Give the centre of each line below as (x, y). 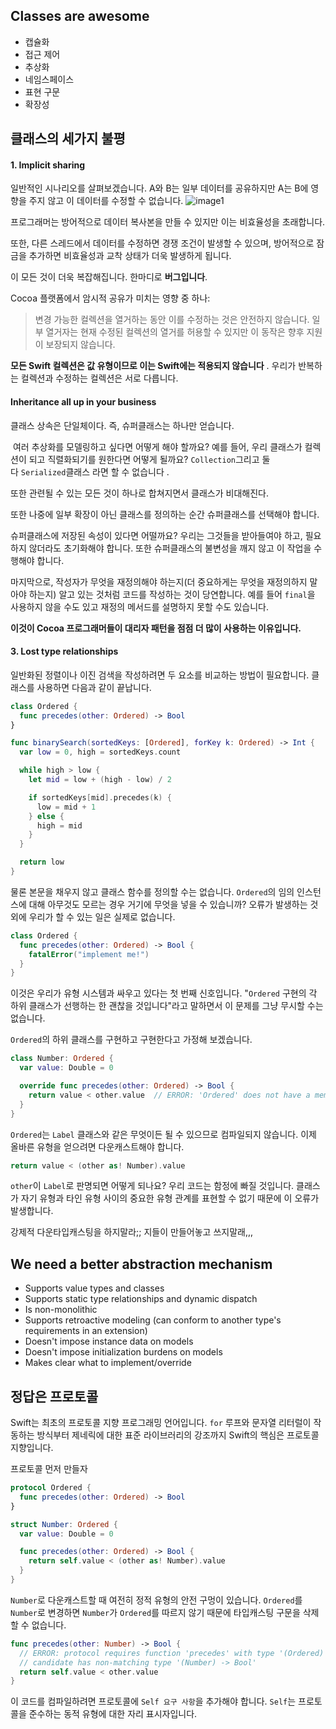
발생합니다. (32, 1211)
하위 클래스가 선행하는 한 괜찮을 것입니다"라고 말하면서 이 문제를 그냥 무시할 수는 (167, 1006)
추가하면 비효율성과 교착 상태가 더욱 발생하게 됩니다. (130, 256)
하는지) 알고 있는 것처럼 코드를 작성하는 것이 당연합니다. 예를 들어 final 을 (172, 594)
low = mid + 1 (66, 807)
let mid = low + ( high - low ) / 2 (100, 780)
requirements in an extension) (86, 1331)
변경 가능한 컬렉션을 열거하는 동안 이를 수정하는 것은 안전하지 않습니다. (172, 320)
